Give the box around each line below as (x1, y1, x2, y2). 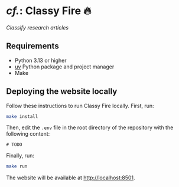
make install (6, 113, 38, 119)
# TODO (6, 142, 22, 148)
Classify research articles (6, 24, 69, 31)
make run (6, 163, 28, 169)
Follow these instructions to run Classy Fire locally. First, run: (6, 102, 155, 109)
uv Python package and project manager (14, 63, 115, 70)
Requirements (6, 41, 59, 51)
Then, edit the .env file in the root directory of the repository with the (6, 124, 174, 131)
